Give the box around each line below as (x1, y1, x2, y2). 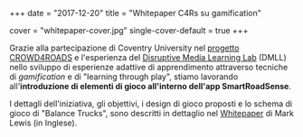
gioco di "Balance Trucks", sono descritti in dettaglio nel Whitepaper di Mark (9, 108, 294, 118)
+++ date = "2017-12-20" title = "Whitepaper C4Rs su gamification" (9, 8, 262, 18)
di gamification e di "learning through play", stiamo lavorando (9, 71, 239, 82)
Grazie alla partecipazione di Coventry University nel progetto (9, 42, 240, 53)
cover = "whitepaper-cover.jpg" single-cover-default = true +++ (9, 25, 249, 35)
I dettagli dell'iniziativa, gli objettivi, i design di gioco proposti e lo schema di (9, 98, 292, 109)
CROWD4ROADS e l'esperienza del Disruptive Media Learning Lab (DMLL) (9, 52, 287, 62)
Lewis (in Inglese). (9, 117, 78, 128)
